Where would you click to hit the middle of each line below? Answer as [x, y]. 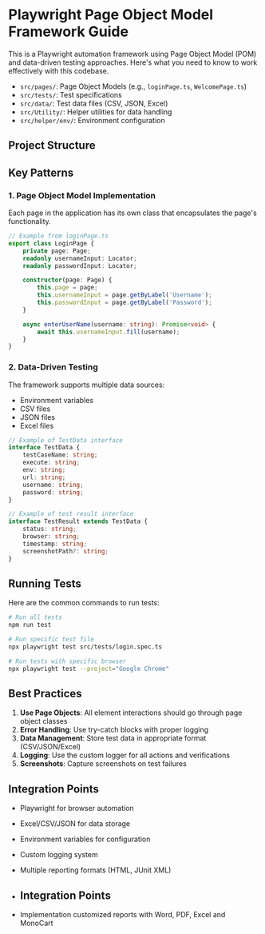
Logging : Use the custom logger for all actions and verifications [125, 755]
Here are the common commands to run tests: [84, 603]
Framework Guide [69, 32]
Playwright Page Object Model [111, 15]
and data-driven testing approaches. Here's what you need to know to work [133, 62]
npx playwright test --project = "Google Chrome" [89, 669]
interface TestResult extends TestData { [78, 521]
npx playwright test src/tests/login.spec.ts [85, 647]
